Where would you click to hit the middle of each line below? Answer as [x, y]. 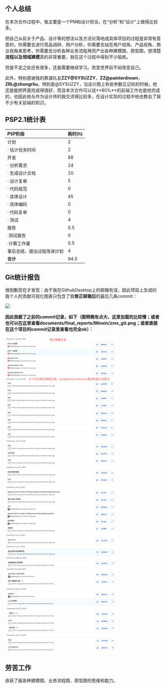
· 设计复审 [17, 181]
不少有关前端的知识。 [27, 102]
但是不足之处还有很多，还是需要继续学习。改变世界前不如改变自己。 [74, 67]
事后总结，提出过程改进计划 [35, 251]
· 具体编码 [17, 204]
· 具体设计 [17, 197]
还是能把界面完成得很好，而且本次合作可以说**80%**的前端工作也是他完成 [83, 90]
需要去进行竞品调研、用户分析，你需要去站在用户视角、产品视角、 [89, 44]
